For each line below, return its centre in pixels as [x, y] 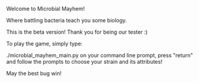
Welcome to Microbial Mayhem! [46, 9]
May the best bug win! [34, 73]
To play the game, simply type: [44, 44]
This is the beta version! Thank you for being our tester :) [77, 32]
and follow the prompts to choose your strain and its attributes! [84, 62]
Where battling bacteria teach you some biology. [67, 20]
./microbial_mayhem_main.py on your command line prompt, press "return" [100, 55]
